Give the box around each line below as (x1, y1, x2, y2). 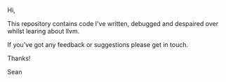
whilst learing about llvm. (7, 27, 80, 35)
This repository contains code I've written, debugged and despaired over (7, 20, 219, 27)
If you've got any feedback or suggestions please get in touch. (7, 41, 188, 48)
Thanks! (7, 54, 31, 62)
